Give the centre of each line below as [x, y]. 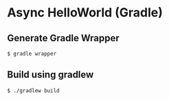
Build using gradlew [50, 75]
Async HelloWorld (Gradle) [85, 13]
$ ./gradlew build [33, 91]
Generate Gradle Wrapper [63, 38]
